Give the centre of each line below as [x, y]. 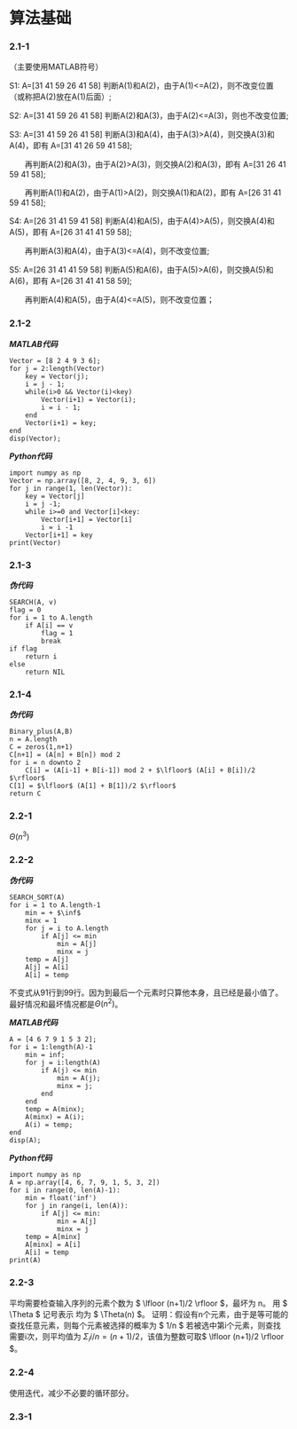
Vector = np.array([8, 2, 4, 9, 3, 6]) [83, 480]
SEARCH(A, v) [33, 603]
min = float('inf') [61, 1198]
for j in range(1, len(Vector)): [71, 488]
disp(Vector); [35, 438]
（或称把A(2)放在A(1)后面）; [61, 97]
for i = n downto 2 [45, 763]
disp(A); [25, 1141]
